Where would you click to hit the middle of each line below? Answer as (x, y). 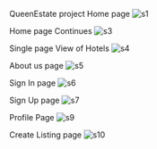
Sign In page (33, 83)
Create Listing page (46, 135)
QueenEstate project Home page (70, 14)
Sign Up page (35, 100)
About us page (37, 66)
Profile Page (32, 117)
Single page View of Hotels (60, 48)
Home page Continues (51, 31)
